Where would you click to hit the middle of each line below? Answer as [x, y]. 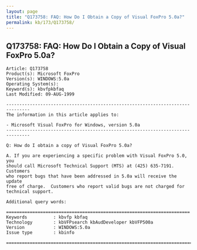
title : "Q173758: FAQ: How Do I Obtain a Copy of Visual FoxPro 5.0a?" [95, 17]
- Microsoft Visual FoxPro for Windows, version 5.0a [73, 125]
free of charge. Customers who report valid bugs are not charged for [95, 187]
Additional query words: [36, 202]
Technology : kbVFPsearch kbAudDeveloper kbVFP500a [80, 222]
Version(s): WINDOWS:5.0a [38, 79]
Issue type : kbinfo [40, 233]
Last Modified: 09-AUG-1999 [40, 94]
